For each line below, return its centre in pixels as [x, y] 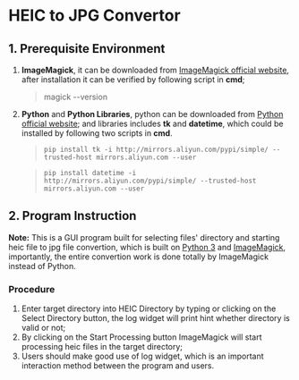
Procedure [32, 289]
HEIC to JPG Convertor [94, 16]
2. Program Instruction [73, 216]
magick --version [76, 97]
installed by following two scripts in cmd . [97, 133]
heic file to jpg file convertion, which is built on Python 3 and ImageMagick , [147, 247]
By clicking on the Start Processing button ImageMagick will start [141, 337]
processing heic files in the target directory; [102, 347]
